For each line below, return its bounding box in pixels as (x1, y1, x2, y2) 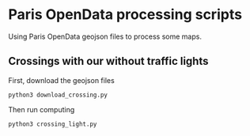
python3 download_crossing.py (8, 91, 108, 99)
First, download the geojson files (8, 75, 115, 85)
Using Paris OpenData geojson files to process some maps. (8, 32, 202, 41)
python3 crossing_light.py (8, 120, 97, 128)
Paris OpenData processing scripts (8, 6, 243, 24)
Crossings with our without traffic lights (8, 55, 209, 68)
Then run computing (8, 104, 75, 114)
